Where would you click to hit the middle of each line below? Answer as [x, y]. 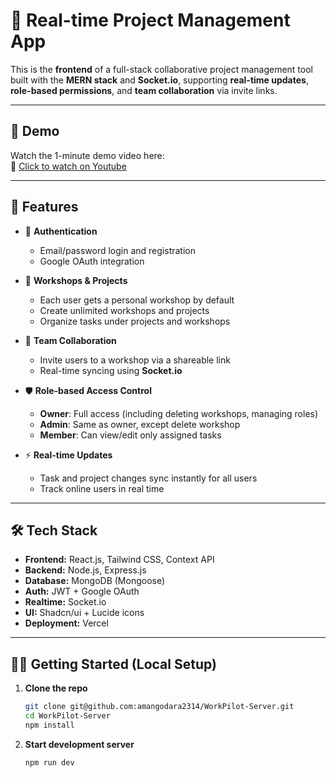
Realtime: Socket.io [65, 602]
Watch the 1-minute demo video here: [87, 155]
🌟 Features [44, 207]
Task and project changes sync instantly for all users [148, 478]
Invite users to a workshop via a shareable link [135, 360]
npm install [49, 725]
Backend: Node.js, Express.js [85, 570]
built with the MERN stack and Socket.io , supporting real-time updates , [159, 80]
